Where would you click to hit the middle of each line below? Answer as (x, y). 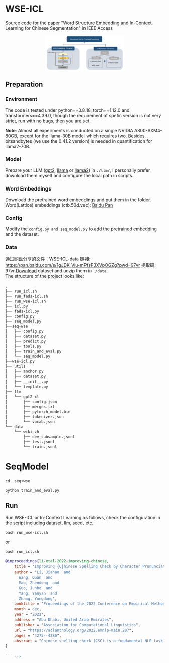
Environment (21, 99)
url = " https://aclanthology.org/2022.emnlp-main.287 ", (74, 630)
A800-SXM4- (148, 130)
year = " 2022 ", (30, 614)
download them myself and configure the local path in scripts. (69, 175)
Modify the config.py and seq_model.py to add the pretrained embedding (81, 229)
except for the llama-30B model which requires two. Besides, (83, 136)
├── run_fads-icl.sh (27, 296)
